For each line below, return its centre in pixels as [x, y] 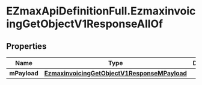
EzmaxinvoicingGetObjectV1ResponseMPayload [116, 73]
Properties [26, 46]
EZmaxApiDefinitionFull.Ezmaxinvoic [101, 11]
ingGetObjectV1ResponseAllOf [85, 24]
